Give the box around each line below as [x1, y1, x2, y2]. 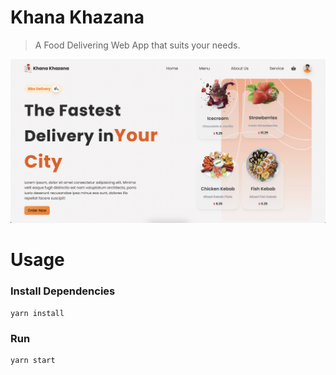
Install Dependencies [10, 284, 116, 298]
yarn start [10, 356, 56, 366]
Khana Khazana [10, 6, 145, 29]
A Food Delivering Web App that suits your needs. [34, 39, 241, 51]
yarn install [10, 308, 65, 318]
